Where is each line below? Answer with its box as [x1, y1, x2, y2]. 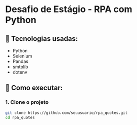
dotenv [12, 69, 28, 75]
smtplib [12, 64, 28, 70]
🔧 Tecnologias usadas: [5, 34, 78, 43]
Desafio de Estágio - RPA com [5, 4, 132, 15]
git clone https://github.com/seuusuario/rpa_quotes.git [5, 110, 128, 115]
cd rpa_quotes [5, 115, 35, 120]
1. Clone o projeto [5, 99, 49, 106]
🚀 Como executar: [5, 84, 63, 92]
